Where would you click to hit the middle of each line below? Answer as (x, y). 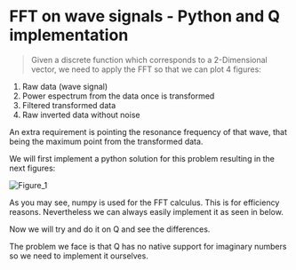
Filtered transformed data (69, 105)
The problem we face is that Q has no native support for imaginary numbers (148, 246)
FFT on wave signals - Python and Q (144, 16)
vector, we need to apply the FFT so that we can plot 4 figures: (146, 69)
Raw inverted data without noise (81, 115)
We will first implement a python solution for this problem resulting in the (142, 158)
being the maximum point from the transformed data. (106, 141)
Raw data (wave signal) (65, 86)
